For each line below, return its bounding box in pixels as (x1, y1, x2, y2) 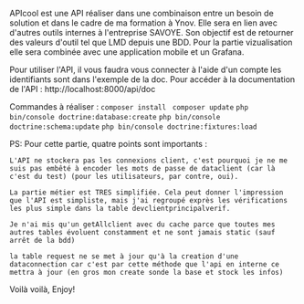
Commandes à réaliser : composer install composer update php (9, 101, 249, 112)
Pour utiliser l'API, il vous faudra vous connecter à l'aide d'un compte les (9, 64, 282, 75)
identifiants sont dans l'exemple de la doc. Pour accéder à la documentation (9, 74, 296, 85)
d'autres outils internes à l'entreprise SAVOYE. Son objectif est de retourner (9, 27, 294, 37)
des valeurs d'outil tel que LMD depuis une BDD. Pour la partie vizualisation (9, 37, 293, 47)
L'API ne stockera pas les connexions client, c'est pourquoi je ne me (9, 156, 288, 165)
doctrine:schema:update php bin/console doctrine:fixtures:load (9, 122, 257, 131)
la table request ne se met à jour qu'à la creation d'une (9, 252, 239, 261)
